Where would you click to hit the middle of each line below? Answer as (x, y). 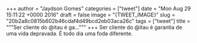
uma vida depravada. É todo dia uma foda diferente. (70, 34)
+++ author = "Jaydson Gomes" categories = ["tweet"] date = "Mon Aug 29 (99, 9)
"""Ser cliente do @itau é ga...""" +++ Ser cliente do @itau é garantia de (94, 27)
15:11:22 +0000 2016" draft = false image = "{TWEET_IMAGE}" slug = (91, 15)
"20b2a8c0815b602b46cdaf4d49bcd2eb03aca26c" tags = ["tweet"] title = (99, 21)
